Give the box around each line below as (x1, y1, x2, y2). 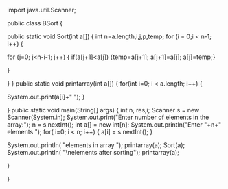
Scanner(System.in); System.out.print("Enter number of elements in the (7, 113, 209, 121)
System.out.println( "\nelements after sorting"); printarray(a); (7, 149, 180, 156)
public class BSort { (7, 19, 63, 27)
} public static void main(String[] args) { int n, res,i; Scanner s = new (7, 106, 200, 114)
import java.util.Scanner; (7, 6, 77, 14)
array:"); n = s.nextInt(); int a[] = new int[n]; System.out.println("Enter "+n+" (7, 121, 222, 129)
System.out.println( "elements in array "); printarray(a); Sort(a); (7, 141, 185, 149)
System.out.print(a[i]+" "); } (7, 92, 85, 101)
